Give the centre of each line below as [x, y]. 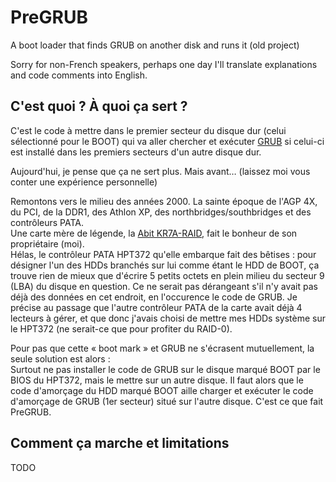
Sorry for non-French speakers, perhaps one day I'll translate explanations [164, 64]
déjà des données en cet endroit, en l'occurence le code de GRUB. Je [154, 297]
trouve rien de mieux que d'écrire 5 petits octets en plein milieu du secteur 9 [167, 275]
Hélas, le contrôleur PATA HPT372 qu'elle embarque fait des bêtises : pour [163, 254]
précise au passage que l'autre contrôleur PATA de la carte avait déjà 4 [156, 307]
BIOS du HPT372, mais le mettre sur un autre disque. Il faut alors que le [157, 380]
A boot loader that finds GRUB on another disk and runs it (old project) [155, 45]
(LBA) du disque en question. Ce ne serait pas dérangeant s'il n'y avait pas [164, 286]
